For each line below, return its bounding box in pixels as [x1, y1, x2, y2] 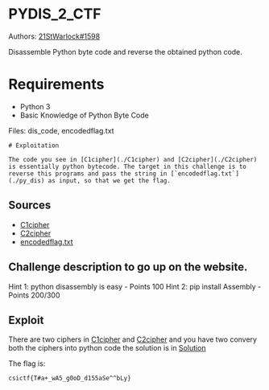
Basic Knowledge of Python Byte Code [19, 110, 149, 120]
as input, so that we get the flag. [48, 176, 172, 185]
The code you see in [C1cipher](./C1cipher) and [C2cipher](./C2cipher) [8, 155, 258, 163]
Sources [8, 199, 52, 212]
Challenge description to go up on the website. [8, 261, 248, 274]
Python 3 [19, 101, 51, 111]
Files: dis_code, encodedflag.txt [8, 125, 114, 135]
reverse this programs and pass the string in [8, 170, 168, 178]
